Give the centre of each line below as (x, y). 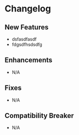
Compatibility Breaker (39, 116)
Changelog (28, 9)
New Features (27, 27)
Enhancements (29, 60)
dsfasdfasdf (24, 39)
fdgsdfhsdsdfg (27, 44)
